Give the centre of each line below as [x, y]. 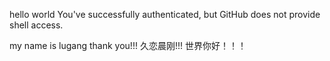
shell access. [36, 25]
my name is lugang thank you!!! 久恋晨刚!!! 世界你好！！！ [128, 45]
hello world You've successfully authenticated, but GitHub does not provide [165, 14]
